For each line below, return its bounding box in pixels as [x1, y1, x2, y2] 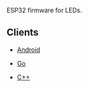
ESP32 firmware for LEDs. [6, 6, 83, 14]
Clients [6, 26, 39, 38]
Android [16, 45, 40, 54]
